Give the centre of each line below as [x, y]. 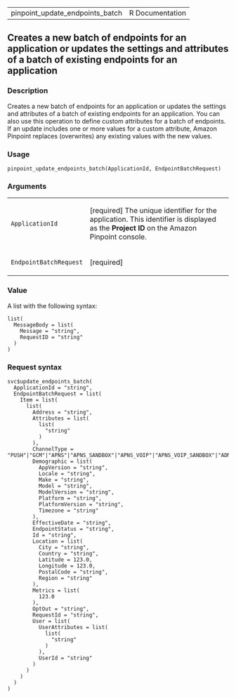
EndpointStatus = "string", [73, 529]
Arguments [27, 186]
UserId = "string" [65, 658]
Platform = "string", [70, 498]
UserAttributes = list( [73, 627]
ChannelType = [53, 449]
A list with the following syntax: [52, 305]
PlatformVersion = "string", [81, 504]
